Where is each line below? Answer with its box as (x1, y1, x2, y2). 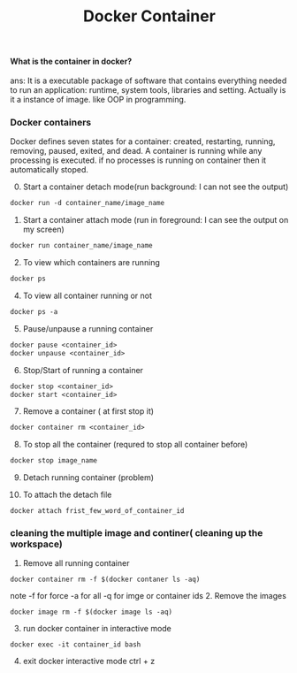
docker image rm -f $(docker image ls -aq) (10, 608, 173, 616)
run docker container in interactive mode (22, 623, 171, 634)
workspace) (10, 538, 63, 550)
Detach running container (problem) (22, 472, 154, 483)
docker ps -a (10, 308, 58, 317)
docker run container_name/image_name (10, 241, 153, 250)
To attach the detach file (22, 489, 112, 501)
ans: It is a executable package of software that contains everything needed (10, 75, 287, 86)
